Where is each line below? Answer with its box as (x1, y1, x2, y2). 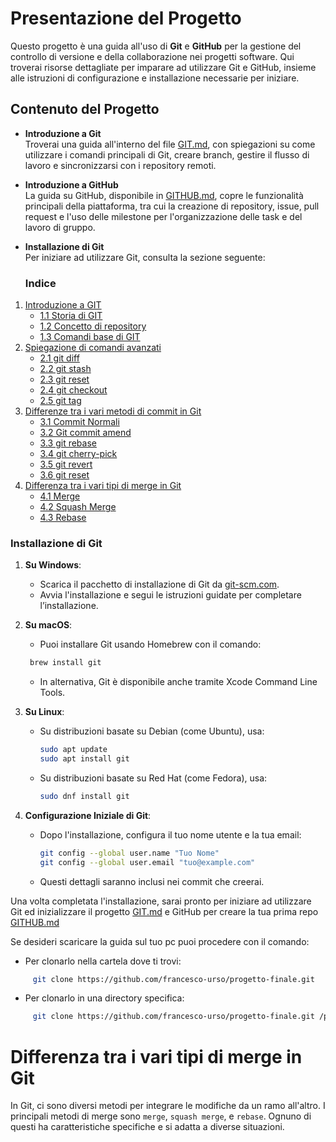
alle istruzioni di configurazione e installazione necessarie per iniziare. (10, 72, 300, 84)
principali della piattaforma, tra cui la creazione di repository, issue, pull (24, 200, 320, 212)
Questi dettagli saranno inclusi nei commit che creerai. (39, 875, 265, 887)
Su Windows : (24, 559, 82, 571)
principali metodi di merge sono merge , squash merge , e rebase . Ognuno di (10, 1110, 312, 1122)
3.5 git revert (39, 458, 93, 471)
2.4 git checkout (39, 384, 108, 396)
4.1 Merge (39, 490, 81, 502)
